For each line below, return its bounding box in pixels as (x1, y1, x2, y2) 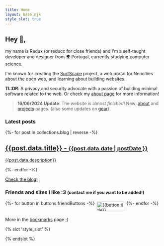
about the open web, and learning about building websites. (5, 76, 126, 82)
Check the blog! (5, 176, 38, 182)
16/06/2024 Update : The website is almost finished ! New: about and (17, 101, 159, 107)
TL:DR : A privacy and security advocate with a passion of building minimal (5, 86, 158, 92)
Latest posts (5, 118, 36, 125)
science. (5, 61, 23, 67)
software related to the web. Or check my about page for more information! (5, 91, 159, 97)
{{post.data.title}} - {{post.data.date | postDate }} (5, 144, 148, 152)
